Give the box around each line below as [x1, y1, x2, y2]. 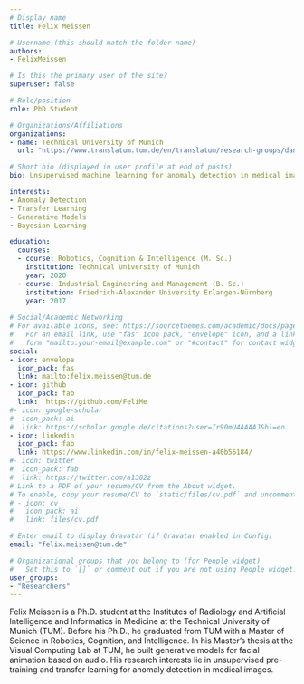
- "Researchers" [9, 582, 71, 591]
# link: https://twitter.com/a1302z [9, 473, 152, 482]
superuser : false [9, 80, 75, 89]
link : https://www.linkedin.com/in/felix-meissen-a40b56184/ [17, 448, 253, 458]
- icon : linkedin [9, 431, 75, 440]
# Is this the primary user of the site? [9, 72, 168, 81]
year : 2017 [25, 296, 67, 305]
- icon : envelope [9, 355, 75, 364]
